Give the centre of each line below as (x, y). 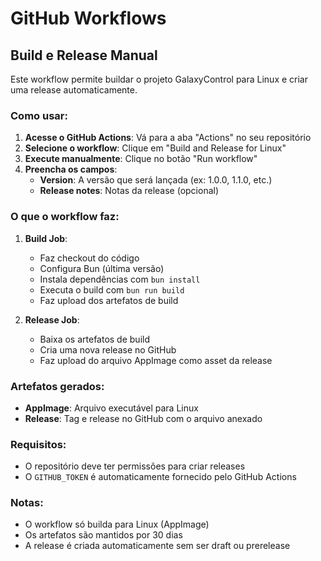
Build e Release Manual (84, 55)
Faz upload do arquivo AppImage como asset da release (156, 360)
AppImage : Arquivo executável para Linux (111, 408)
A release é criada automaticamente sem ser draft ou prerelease (157, 546)
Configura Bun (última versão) (102, 268)
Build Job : (46, 238)
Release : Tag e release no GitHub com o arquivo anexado (143, 418)
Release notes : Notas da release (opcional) (129, 191)
